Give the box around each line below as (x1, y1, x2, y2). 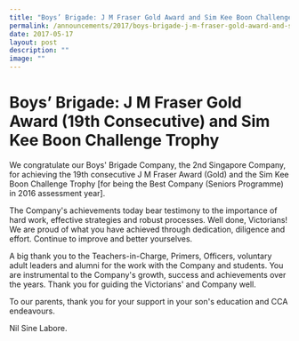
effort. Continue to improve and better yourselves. (9, 233, 193, 244)
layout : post (9, 37, 58, 47)
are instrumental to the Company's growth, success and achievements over (9, 269, 287, 280)
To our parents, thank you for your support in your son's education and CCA (9, 296, 288, 306)
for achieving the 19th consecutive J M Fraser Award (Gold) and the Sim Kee (9, 169, 289, 179)
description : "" (9, 46, 69, 55)
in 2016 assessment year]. (9, 187, 106, 198)
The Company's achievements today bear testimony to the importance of (9, 205, 278, 216)
